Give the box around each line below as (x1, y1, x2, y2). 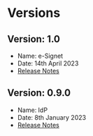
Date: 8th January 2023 (17, 113, 86, 121)
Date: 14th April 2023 (17, 59, 79, 68)
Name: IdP (17, 106, 48, 114)
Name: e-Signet (17, 51, 64, 60)
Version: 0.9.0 (7, 87, 71, 99)
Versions (7, 5, 61, 21)
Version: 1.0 (7, 33, 61, 45)
